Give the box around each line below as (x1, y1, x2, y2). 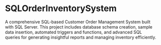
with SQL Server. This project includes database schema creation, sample (5, 24, 153, 30)
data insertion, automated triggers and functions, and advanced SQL (5, 29, 142, 35)
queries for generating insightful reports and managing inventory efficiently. (5, 34, 157, 40)
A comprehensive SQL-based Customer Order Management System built (5, 19, 151, 25)
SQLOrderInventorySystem (5, 3, 117, 14)
